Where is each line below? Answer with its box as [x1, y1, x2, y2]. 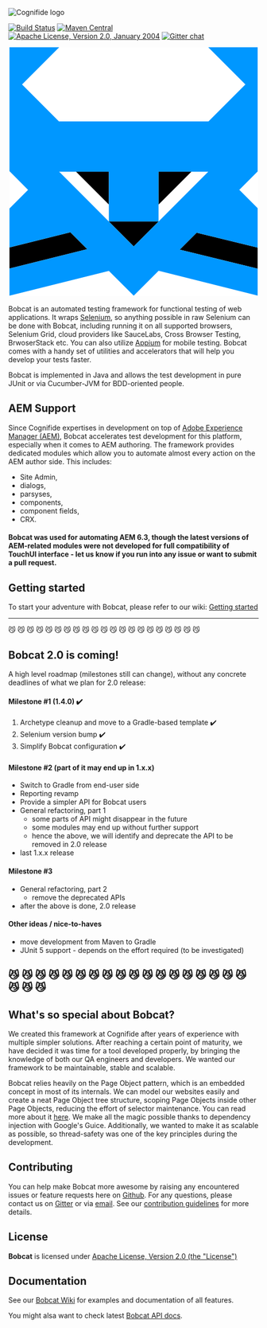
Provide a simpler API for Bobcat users [19, 797, 147, 807]
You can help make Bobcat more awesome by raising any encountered [8, 1182, 240, 1191]
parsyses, [19, 489, 52, 498]
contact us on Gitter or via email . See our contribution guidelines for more [8, 1198, 250, 1208]
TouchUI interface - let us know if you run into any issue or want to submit [8, 549, 257, 559]
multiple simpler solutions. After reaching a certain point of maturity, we [8, 1037, 243, 1047]
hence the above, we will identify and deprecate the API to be [31, 831, 234, 841]
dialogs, [19, 480, 46, 490]
